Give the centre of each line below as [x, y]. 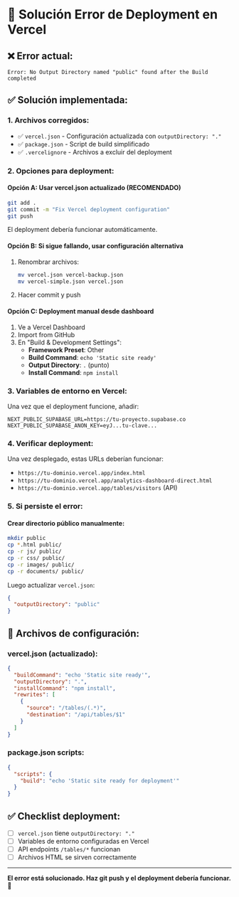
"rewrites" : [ [34, 695]
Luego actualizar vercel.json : [51, 585]
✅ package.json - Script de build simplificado [84, 144]
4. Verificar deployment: [51, 443]
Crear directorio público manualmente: [66, 523]
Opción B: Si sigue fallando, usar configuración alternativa [95, 246]
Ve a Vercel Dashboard [51, 327]
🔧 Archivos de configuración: [74, 633]
